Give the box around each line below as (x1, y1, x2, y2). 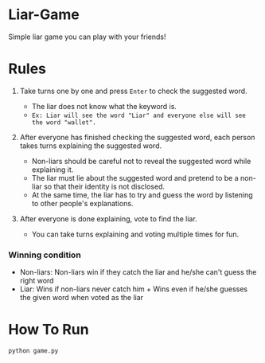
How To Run (8, 321, 89, 339)
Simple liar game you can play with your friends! (8, 32, 166, 41)
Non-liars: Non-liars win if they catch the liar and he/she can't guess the (19, 267, 257, 277)
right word (19, 276, 54, 286)
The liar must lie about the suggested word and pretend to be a (31, 173, 239, 182)
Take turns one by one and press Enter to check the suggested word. (19, 86, 248, 96)
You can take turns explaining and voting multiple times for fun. (31, 229, 240, 239)
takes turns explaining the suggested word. (19, 141, 162, 150)
